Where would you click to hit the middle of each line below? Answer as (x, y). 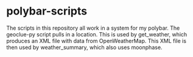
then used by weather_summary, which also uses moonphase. (84, 47)
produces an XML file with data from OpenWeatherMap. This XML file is (96, 41)
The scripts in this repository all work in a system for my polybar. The (93, 28)
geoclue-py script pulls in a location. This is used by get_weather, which (97, 34)
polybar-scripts (47, 11)
